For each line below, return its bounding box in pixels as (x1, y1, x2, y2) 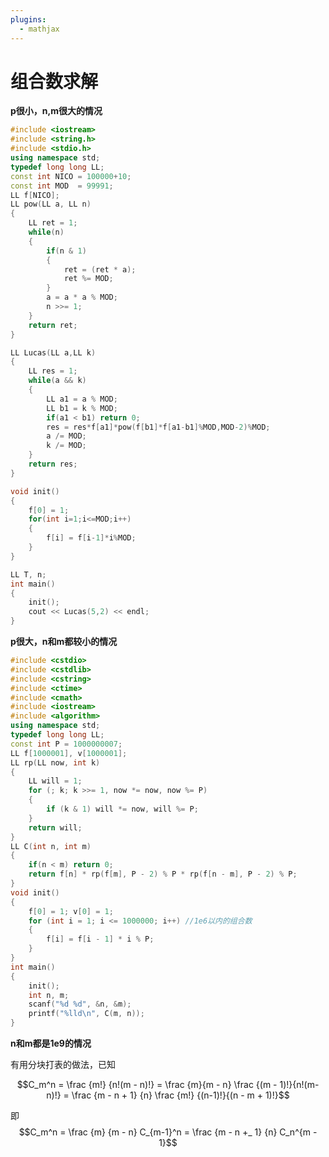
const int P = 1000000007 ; (10, 739, 123, 749)
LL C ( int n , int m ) (10, 841, 92, 851)
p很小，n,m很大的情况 (10, 105, 103, 117)
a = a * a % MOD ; (46, 292, 118, 303)
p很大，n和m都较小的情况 (10, 636, 118, 648)
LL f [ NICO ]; (10, 190, 60, 200)
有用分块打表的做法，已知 (10, 1059, 116, 1071)
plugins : (10, 14, 47, 25)
